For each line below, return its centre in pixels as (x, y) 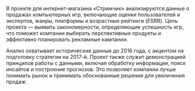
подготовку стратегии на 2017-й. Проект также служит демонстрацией (96, 57)
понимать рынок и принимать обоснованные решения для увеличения (95, 76)
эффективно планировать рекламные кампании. (67, 39)
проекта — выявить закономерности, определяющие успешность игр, (95, 27)
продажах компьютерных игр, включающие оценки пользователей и (93, 15)
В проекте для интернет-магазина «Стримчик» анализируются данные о (98, 8)
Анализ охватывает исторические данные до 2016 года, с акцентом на (95, 51)
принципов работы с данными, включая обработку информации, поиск (96, 63)
